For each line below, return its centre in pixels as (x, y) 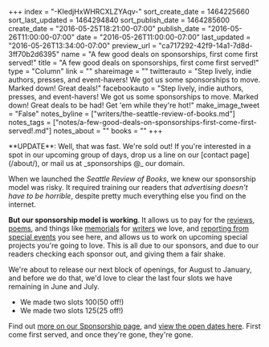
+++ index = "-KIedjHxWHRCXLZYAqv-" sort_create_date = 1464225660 (129, 12)
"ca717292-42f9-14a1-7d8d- (206, 46)
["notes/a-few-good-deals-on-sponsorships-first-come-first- (155, 122)
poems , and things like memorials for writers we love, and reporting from (128, 228)
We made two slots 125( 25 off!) (71, 311)
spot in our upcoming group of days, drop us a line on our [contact (118, 155)
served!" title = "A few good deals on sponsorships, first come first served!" (134, 63)
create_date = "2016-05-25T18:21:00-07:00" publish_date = (107, 28)
